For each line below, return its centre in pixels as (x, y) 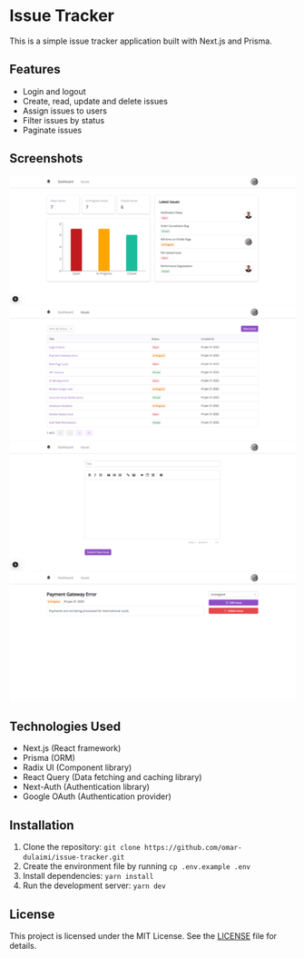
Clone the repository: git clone (81, 847)
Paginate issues (52, 130)
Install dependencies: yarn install (88, 876)
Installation (42, 825)
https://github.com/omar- (193, 848)
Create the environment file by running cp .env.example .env (137, 866)
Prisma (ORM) (49, 758)
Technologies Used (65, 726)
